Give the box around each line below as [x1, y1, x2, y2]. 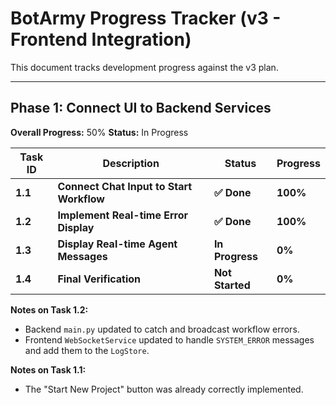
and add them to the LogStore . [24, 344, 150, 356]
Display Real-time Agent [57, 237, 178, 251]
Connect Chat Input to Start [57, 179, 193, 193]
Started [213, 278, 251, 292]
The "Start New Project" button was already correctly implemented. [24, 383, 304, 395]
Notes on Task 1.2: [10, 303, 89, 316]
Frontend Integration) [10, 28, 192, 51]
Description [102, 156, 160, 170]
